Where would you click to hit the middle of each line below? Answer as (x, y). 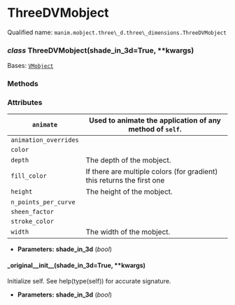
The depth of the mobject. (128, 160)
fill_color (29, 176)
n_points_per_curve (43, 202)
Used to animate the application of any (155, 120)
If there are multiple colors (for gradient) (152, 171)
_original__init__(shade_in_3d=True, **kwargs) (76, 265)
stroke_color (33, 221)
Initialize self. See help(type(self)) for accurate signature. (89, 281)
